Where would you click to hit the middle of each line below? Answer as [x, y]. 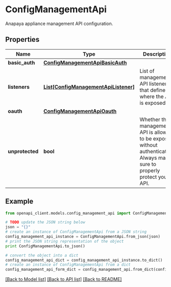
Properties [22, 40]
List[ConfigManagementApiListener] [89, 87]
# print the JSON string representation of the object [65, 241]
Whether [150, 119]
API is [147, 132]
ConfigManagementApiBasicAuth [85, 62]
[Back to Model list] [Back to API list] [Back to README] [64, 279]
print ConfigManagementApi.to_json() [45, 246]
